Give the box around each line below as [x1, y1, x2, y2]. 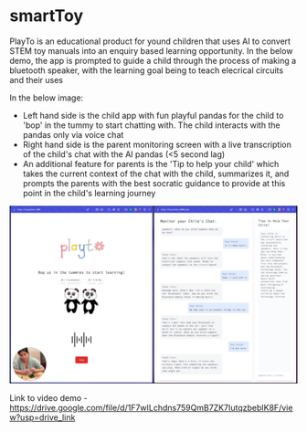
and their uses [9, 74, 64, 85]
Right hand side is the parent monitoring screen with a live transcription [22, 139, 292, 150]
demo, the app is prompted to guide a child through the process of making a [9, 55, 297, 66]
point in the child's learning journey [22, 187, 156, 198]
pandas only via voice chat [22, 129, 124, 140]
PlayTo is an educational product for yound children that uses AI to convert [9, 36, 291, 47]
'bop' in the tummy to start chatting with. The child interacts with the [22, 120, 281, 131]
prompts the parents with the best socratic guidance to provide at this [22, 177, 286, 188]
